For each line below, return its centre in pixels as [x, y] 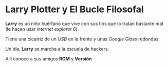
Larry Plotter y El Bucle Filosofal [74, 9]
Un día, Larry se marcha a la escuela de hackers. [57, 49]
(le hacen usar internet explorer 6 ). [42, 29]
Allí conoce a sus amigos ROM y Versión [49, 59]
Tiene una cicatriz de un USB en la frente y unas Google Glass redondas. [83, 39]
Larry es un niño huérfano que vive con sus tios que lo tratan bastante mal [84, 24]
